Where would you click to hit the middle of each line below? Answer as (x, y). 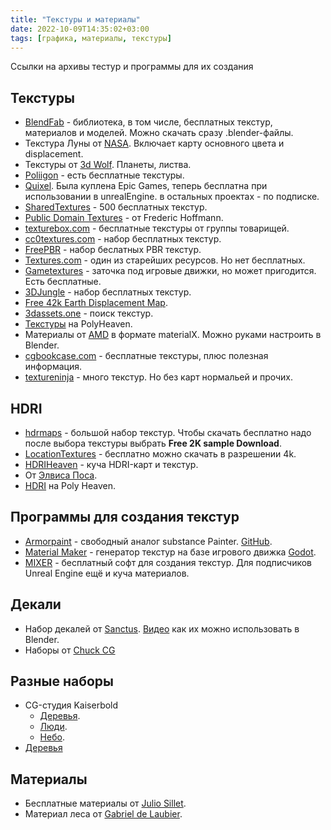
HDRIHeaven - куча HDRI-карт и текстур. (111, 464)
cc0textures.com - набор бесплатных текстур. (123, 239)
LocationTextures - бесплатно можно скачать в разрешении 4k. (160, 454)
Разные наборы (62, 681)
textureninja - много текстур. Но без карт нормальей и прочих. (159, 377)
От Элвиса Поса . (61, 475)
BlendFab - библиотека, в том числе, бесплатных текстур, (148, 122)
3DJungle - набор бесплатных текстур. (108, 292)
